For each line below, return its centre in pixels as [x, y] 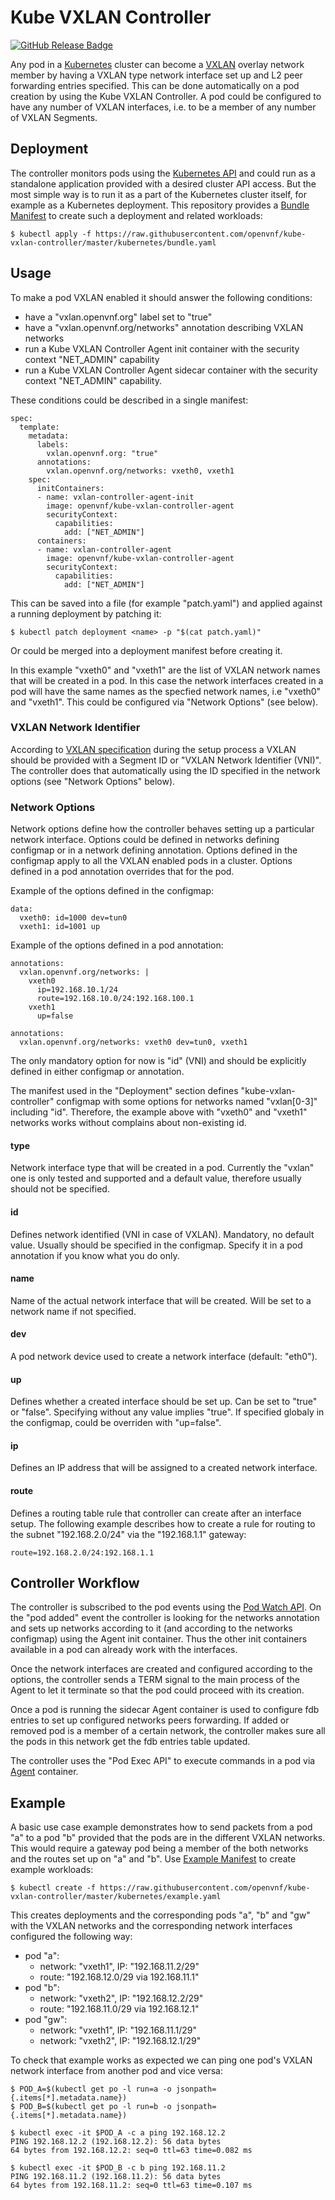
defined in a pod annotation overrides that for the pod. [122, 872]
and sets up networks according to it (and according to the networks [151, 1628]
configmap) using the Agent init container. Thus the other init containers [159, 1639]
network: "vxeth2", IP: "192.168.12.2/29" [121, 1998]
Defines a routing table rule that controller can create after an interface [156, 1513]
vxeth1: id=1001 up [60, 927]
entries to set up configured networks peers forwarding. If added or [150, 1720]
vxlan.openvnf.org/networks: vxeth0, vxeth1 [140, 471]
